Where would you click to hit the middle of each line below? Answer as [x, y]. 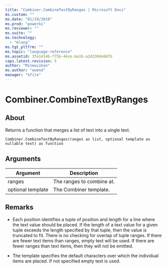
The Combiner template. [82, 189]
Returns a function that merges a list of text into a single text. [68, 130]
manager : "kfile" [23, 75]
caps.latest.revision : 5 [31, 61]
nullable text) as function [34, 143]
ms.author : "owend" [25, 70]
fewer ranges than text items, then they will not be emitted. [73, 246]
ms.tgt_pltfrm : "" [24, 47]
